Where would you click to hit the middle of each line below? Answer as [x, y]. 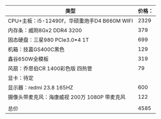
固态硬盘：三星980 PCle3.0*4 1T [49, 40]
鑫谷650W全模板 [28, 59]
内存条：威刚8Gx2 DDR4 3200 [45, 30]
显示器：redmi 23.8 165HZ [40, 87]
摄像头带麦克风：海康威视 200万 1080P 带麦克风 [67, 97]
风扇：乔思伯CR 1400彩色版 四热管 [50, 68]
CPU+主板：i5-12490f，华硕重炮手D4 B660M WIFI [70, 21]
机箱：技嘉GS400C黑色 [36, 49]
